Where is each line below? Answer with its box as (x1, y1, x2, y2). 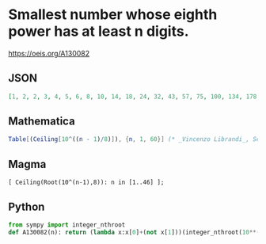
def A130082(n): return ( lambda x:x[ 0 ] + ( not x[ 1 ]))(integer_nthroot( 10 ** (8, 228, 257, 236)
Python (8, 200, 45, 213)
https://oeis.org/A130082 (8, 48, 90, 58)
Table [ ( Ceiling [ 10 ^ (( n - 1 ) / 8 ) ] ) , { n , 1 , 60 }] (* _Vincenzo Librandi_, (8, 135, 250, 143)
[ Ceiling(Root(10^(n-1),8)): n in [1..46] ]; (8, 178, 165, 187)
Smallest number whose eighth (8, 6, 218, 24)
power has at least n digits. (8, 22, 189, 40)
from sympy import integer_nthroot (8, 220, 126, 229)
